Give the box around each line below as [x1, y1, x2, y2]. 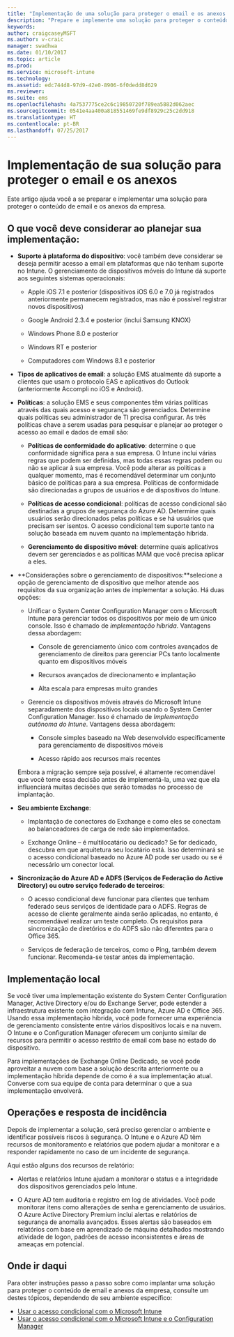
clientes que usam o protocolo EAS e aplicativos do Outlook [17, 377, 189, 386]
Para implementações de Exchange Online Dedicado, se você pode [7, 1057, 201, 1065]
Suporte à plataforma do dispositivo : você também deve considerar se [17, 252, 223, 260]
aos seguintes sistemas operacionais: [17, 274, 125, 282]
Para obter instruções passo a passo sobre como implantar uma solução [7, 1278, 216, 1287]
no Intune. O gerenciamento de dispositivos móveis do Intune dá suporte [17, 266, 226, 275]
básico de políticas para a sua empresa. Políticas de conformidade [27, 478, 219, 487]
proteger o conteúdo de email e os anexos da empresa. [7, 202, 166, 211]
